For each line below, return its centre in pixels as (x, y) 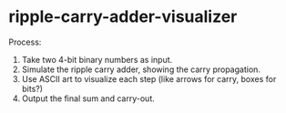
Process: (25, 42)
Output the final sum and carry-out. (88, 98)
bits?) (32, 88)
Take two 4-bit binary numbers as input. (97, 59)
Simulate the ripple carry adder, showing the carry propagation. (141, 69)
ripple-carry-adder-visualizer (123, 17)
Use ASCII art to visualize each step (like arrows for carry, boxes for (149, 78)
